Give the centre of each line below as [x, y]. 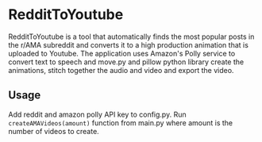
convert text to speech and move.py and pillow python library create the [126, 62]
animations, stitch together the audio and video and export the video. [121, 70]
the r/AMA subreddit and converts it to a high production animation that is [128, 44]
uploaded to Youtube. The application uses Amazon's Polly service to [122, 53]
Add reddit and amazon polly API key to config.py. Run [97, 114]
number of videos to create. [54, 131]
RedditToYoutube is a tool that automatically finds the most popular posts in [131, 36]
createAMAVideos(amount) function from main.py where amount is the [120, 123]
